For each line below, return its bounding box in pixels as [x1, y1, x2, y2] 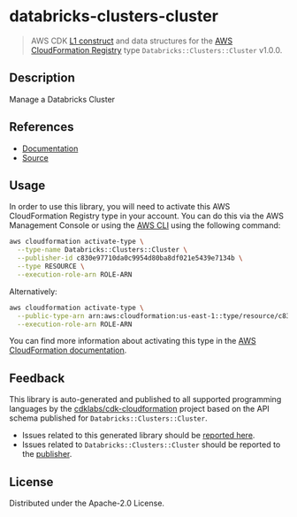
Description [9, 71, 75, 86]
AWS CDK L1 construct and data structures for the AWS [30, 35, 233, 46]
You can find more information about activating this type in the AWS [9, 336, 256, 346]
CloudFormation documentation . [9, 345, 127, 355]
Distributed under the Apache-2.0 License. [9, 498, 165, 508]
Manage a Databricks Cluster [9, 94, 116, 104]
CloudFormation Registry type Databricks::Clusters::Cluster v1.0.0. [30, 44, 283, 55]
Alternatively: [9, 285, 57, 297]
